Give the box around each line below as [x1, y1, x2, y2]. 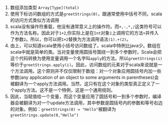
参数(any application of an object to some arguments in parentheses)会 [10, 74, 159, 80]
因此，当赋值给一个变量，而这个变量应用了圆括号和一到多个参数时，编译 [10, 94, 161, 99]
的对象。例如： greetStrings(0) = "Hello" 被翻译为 [10, 106, 116, 112]
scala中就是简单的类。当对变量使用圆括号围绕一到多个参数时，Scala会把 [10, 49, 162, 55]
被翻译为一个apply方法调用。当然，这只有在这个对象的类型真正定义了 [10, 81, 156, 86]
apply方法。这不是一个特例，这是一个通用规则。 [14, 87, 116, 93]
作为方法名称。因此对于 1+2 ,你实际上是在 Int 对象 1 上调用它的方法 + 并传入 [10, 30, 159, 36]
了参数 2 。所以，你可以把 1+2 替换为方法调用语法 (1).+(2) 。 [10, 36, 131, 42]
